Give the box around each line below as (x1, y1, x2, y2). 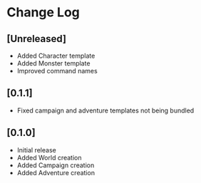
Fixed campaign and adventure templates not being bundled (16, 106, 195, 115)
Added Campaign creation (16, 161, 95, 169)
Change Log (6, 4, 80, 21)
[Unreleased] (6, 33, 67, 45)
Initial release (16, 145, 56, 154)
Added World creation (16, 153, 82, 162)
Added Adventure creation (16, 168, 96, 177)
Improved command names (16, 67, 98, 75)
